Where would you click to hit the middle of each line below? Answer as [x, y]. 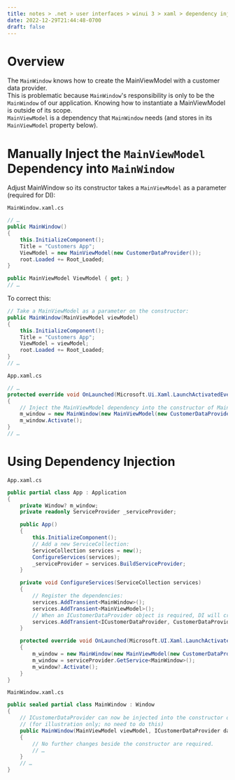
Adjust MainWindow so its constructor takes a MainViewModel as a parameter [117, 188]
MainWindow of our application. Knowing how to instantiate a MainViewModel [116, 103]
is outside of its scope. [40, 111]
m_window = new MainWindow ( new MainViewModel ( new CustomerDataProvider [126, 414]
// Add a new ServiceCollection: [81, 544]
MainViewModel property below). [52, 125]
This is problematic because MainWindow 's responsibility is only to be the [111, 96]
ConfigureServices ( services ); [76, 557]
